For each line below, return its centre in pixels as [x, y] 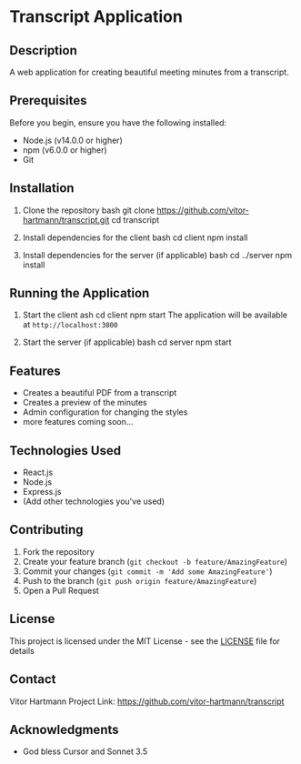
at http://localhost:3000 [70, 325]
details [22, 650]
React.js [38, 472]
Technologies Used [65, 451]
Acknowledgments [65, 729]
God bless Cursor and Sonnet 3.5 [85, 751]
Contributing [46, 530]
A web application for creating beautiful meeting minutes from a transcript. [149, 72]
